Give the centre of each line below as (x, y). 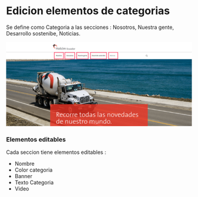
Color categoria (34, 170)
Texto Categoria (34, 183)
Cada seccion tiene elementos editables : (56, 152)
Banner (23, 176)
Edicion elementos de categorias (88, 11)
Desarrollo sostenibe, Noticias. (43, 33)
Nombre (24, 164)
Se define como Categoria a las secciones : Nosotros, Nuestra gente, (90, 27)
